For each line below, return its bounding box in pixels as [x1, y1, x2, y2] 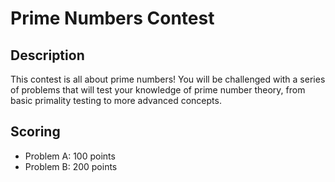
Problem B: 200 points [24, 160, 118, 172]
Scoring [10, 123, 61, 141]
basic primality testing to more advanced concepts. [10, 95, 222, 106]
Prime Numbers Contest [10, 7, 215, 30]
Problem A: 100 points [24, 150, 116, 162]
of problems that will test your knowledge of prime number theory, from [10, 84, 306, 96]
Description [10, 47, 85, 64]
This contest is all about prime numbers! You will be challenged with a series [10, 73, 326, 85]
